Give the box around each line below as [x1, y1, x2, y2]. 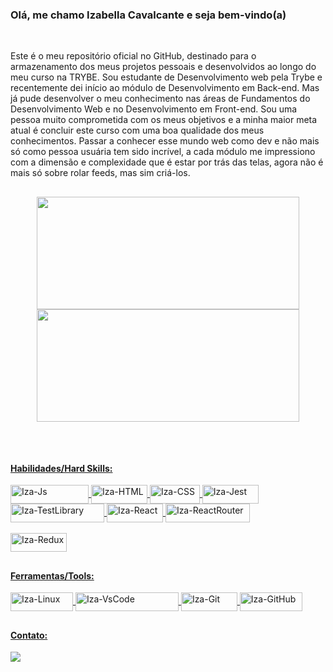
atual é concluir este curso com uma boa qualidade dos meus [10, 124, 265, 137]
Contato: [10, 629, 48, 641]
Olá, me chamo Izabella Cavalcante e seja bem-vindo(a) [10, 8, 287, 22]
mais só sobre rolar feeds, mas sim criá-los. [10, 167, 191, 179]
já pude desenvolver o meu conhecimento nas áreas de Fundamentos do [10, 93, 311, 105]
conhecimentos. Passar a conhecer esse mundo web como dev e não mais [10, 135, 320, 147]
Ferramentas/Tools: [10, 569, 95, 582]
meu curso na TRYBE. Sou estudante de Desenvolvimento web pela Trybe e [10, 71, 323, 83]
